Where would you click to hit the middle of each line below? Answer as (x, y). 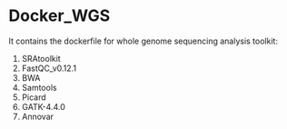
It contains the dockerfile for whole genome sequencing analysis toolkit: (143, 41)
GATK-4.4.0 (43, 106)
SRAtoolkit (41, 58)
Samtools (39, 87)
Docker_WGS (59, 16)
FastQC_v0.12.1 (49, 68)
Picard (34, 97)
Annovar (38, 116)
